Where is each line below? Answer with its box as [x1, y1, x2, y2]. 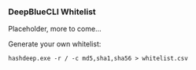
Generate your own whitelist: [8, 39, 102, 49]
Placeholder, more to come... [8, 24, 102, 34]
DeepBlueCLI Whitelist [8, 6, 96, 17]
